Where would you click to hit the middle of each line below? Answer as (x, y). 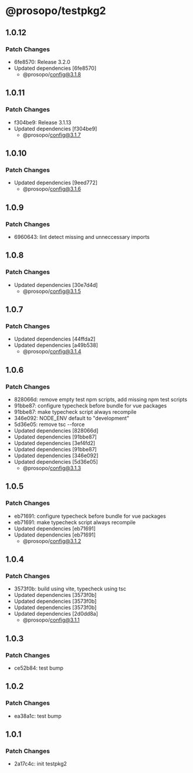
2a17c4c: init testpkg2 (40, 764)
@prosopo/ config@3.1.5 (52, 291)
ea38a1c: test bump (38, 716)
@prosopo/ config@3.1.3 (52, 468)
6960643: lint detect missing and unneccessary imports (82, 237)
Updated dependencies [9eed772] (56, 183)
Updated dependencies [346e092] (56, 455)
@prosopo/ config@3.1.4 (52, 352)
